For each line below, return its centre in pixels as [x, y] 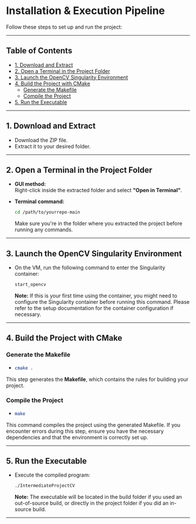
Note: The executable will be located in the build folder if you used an [98, 497]
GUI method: [30, 184]
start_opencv [30, 284]
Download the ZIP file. [41, 140]
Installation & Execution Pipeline [85, 11]
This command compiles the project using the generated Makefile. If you [93, 425]
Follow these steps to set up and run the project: [64, 27]
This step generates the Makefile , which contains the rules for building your [97, 379]
